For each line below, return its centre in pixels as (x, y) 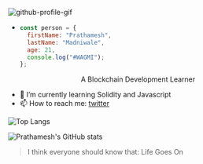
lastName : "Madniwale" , (66, 42)
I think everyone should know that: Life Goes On (105, 152)
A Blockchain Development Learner (138, 79)
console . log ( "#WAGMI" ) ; (66, 57)
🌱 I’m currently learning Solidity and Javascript (95, 95)
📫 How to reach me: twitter (65, 104)
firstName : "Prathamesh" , (69, 35)
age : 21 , (41, 50)
